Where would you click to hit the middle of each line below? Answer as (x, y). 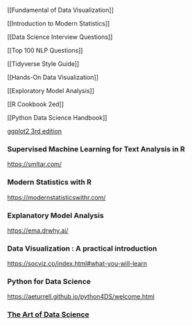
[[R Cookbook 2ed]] (36, 104)
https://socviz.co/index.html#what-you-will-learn (77, 264)
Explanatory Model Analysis (55, 215)
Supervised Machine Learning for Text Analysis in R (96, 149)
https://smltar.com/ (35, 164)
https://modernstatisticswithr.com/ (56, 197)
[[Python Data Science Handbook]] (57, 118)
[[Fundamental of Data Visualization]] (61, 10)
